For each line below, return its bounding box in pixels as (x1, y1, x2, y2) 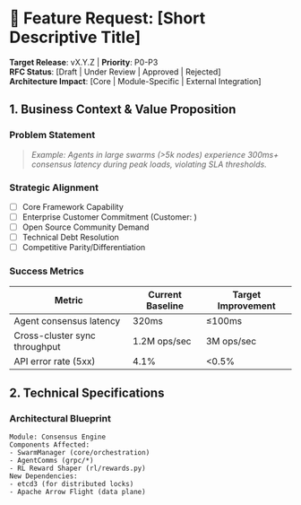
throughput (13, 340, 61, 353)
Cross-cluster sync (13, 329, 96, 342)
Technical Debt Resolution (21, 232, 119, 243)
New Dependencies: (9, 472, 78, 481)
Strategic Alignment (9, 181, 99, 194)
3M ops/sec (205, 335, 257, 347)
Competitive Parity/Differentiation (21, 242, 146, 253)
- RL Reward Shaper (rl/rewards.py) (9, 464, 146, 474)
